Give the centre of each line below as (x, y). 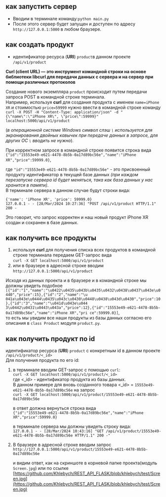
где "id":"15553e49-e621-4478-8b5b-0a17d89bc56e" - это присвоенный (78, 169)
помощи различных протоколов (41, 82)
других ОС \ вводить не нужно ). (40, 140)
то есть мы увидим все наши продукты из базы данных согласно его (79, 318)
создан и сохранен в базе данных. (42, 222)
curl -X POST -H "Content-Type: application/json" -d (62, 112)
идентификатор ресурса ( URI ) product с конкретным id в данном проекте (83, 351)
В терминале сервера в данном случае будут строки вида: (68, 190)
